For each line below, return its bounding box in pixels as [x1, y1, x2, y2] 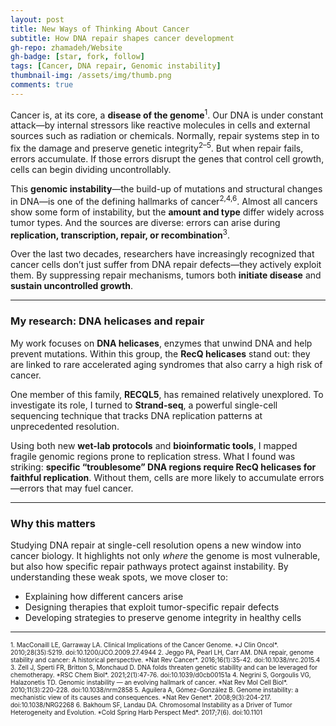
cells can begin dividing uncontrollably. [10, 164, 172, 176]
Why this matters [10, 516, 96, 530]
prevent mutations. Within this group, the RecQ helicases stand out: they [10, 347, 311, 360]
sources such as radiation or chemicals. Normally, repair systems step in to [10, 130, 320, 142]
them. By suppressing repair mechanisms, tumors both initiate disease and [10, 269, 322, 281]
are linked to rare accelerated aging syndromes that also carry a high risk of [10, 358, 323, 370]
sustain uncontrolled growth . [10, 280, 134, 292]
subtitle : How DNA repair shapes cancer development [10, 33, 235, 43]
